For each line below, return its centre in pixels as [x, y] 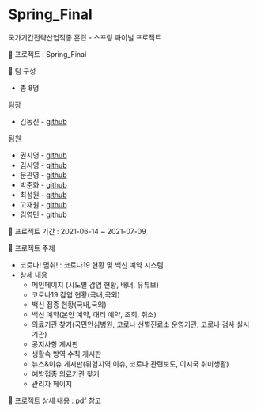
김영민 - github [43, 214]
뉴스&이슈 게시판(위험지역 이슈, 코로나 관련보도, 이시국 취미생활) [130, 364]
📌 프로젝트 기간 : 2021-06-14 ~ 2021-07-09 [77, 231]
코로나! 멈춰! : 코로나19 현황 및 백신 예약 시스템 [91, 265]
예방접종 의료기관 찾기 [66, 373]
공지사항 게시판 [55, 344]
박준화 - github [43, 184]
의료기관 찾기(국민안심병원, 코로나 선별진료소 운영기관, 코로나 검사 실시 [140, 324]
